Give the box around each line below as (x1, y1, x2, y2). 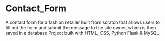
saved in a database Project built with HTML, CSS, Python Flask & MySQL (5, 30, 159, 36)
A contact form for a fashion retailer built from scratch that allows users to (5, 19, 160, 25)
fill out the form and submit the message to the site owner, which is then (5, 24, 156, 30)
